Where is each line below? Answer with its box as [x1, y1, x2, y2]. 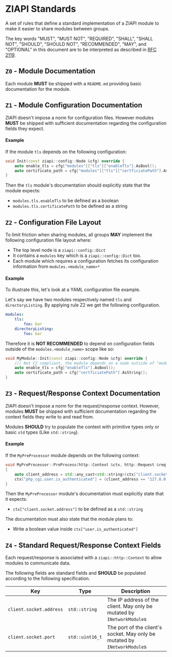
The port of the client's [107, 624, 162, 631]
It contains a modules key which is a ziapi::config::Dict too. [12, 252, 142, 259]
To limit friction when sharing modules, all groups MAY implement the [5, 232, 153, 238]
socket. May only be [107, 630, 156, 637]
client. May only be [107, 603, 153, 610]
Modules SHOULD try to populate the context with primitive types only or [5, 424, 160, 430]
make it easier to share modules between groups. [5, 25, 110, 31]
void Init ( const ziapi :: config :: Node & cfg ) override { [5, 158, 125, 163]
